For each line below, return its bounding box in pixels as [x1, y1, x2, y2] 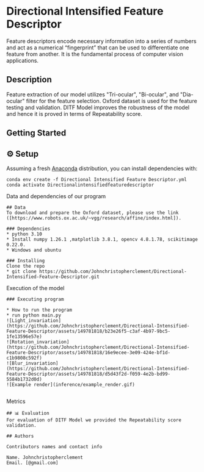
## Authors [6, 433, 34, 439]
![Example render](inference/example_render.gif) [6, 381, 136, 388]
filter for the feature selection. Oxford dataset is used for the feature [26, 97, 197, 104]
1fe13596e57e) [6, 334, 43, 340]
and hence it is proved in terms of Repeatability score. [6, 110, 142, 117]
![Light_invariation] [6, 317, 62, 324]
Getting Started [6, 128, 67, 138]
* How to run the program [6, 307, 72, 313]
